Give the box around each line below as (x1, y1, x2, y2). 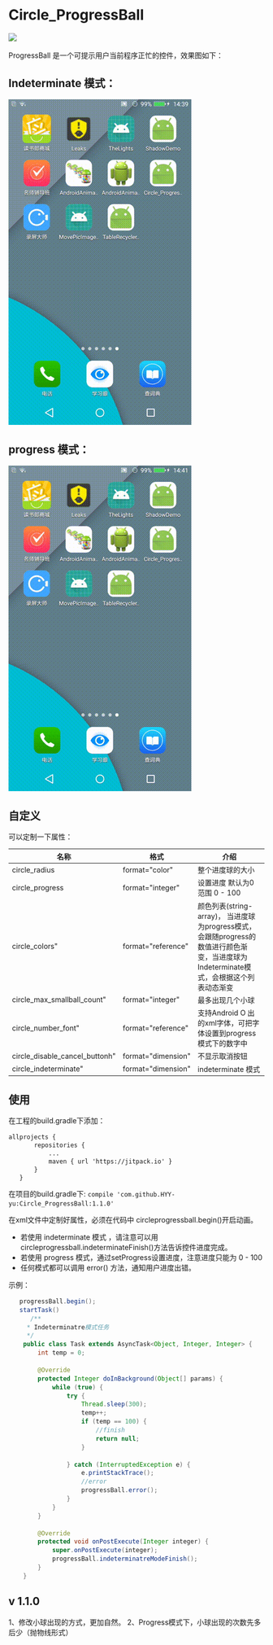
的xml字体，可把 (197, 1018, 253, 1028)
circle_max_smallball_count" (11, 995, 107, 1004)
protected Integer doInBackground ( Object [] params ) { (37, 1374, 223, 1383)
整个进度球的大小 (197, 865, 255, 875)
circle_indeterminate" (11, 1064, 84, 1074)
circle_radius (11, 864, 55, 874)
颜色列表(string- (197, 901, 253, 911)
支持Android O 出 (197, 1008, 255, 1018)
